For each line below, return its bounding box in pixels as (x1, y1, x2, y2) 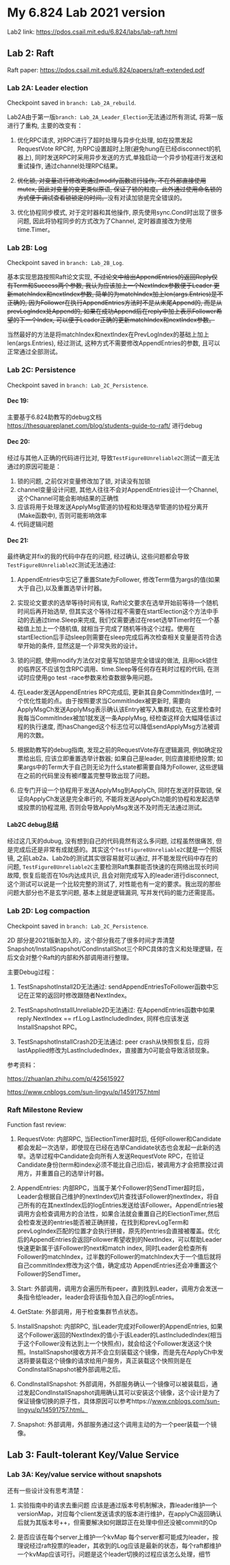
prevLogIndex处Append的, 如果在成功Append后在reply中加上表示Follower (7, 307, 216, 316)
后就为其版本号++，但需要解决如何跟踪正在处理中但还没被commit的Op (16, 1518, 218, 1526)
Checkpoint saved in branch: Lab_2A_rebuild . (7, 98, 136, 107)
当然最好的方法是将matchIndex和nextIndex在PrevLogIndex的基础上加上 (7, 330, 209, 338)
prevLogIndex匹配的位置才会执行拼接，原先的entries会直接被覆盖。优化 (16, 1227, 220, 1235)
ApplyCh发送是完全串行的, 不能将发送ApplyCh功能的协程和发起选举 (29, 795, 220, 803)
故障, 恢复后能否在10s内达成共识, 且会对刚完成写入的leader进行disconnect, (7, 872, 219, 880)
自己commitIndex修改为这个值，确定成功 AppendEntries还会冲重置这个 (16, 1261, 218, 1270)
